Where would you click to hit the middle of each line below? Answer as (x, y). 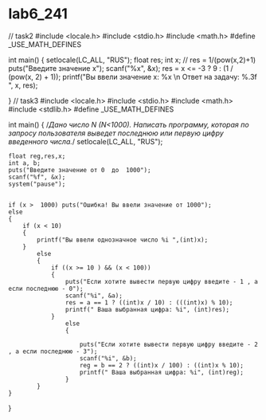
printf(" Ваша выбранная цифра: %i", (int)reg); (162, 372)
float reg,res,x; (37, 156)
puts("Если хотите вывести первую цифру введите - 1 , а (162, 281)
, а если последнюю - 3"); (53, 351)
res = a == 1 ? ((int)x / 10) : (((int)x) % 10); (149, 302)
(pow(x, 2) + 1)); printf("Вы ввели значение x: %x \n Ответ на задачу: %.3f (133, 77)
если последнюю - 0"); (46, 289)
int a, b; (25, 163)
